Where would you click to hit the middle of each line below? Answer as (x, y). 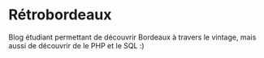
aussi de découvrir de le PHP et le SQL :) (76, 45)
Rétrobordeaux (60, 15)
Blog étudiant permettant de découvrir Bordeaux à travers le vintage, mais (132, 37)
